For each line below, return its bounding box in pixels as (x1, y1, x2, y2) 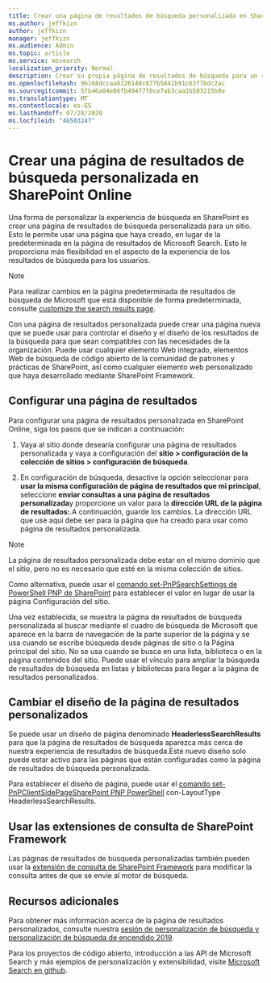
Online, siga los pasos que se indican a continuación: (8, 424, 186, 434)
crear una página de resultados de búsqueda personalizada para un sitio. (8, 221, 252, 231)
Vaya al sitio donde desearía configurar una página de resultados (19, 439, 237, 449)
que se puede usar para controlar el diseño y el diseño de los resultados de (8, 327, 260, 337)
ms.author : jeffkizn (8, 19, 78, 27)
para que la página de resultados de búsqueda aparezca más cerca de (8, 738, 244, 748)
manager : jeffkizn (8, 34, 70, 43)
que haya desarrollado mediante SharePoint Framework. (8, 370, 195, 380)
